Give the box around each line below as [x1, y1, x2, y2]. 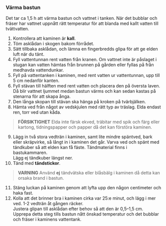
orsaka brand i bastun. [17, 175, 64, 181]
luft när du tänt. [12, 51, 45, 57]
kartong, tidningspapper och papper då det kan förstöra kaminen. [17, 124, 152, 130]
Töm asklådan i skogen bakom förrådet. [12, 41, 94, 47]
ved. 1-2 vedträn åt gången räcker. [12, 201, 83, 207]
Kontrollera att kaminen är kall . [12, 35, 76, 41]
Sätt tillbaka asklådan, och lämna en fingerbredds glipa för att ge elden [12, 46, 158, 52]
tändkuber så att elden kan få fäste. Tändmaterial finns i [12, 145, 127, 151]
